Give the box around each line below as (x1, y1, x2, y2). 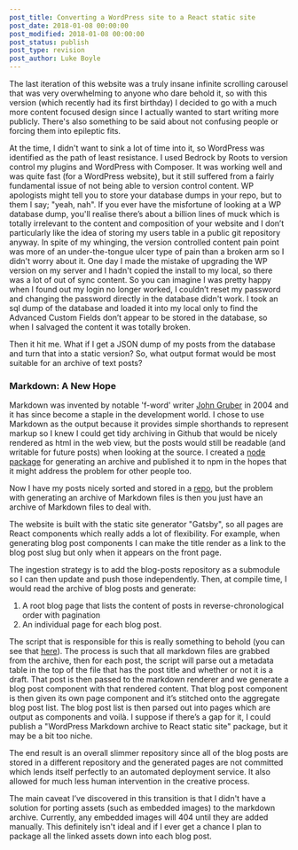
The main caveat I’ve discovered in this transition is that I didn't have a (9, 793, 266, 804)
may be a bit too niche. (9, 730, 93, 741)
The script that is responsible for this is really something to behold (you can (9, 636, 286, 647)
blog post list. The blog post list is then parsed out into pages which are (9, 702, 271, 714)
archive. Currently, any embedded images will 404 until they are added (9, 812, 269, 823)
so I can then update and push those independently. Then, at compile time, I (9, 573, 287, 585)
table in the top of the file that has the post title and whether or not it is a (9, 665, 273, 675)
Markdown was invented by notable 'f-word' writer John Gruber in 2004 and (9, 400, 289, 410)
